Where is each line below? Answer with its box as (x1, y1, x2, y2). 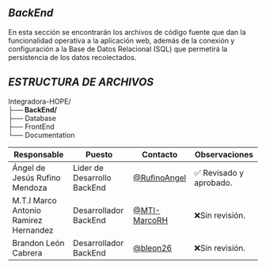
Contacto (142, 149, 178, 160)
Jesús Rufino (12, 172, 61, 183)
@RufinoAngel (133, 172, 187, 183)
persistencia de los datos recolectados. (8, 52, 137, 62)
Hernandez (12, 225, 54, 236)
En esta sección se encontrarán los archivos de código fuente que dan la (8, 27, 247, 36)
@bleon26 (133, 242, 173, 253)
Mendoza (12, 182, 47, 193)
